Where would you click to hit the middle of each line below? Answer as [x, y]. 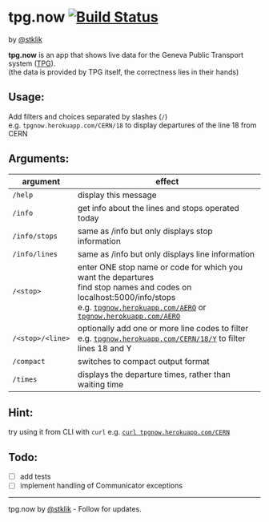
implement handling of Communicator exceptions [101, 486]
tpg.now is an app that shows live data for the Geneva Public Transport [126, 55]
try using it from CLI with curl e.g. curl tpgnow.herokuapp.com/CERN [119, 432]
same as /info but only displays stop [145, 231]
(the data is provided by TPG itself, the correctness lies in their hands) [124, 71]
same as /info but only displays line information [166, 254]
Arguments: [39, 159]
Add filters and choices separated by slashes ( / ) [88, 116]
